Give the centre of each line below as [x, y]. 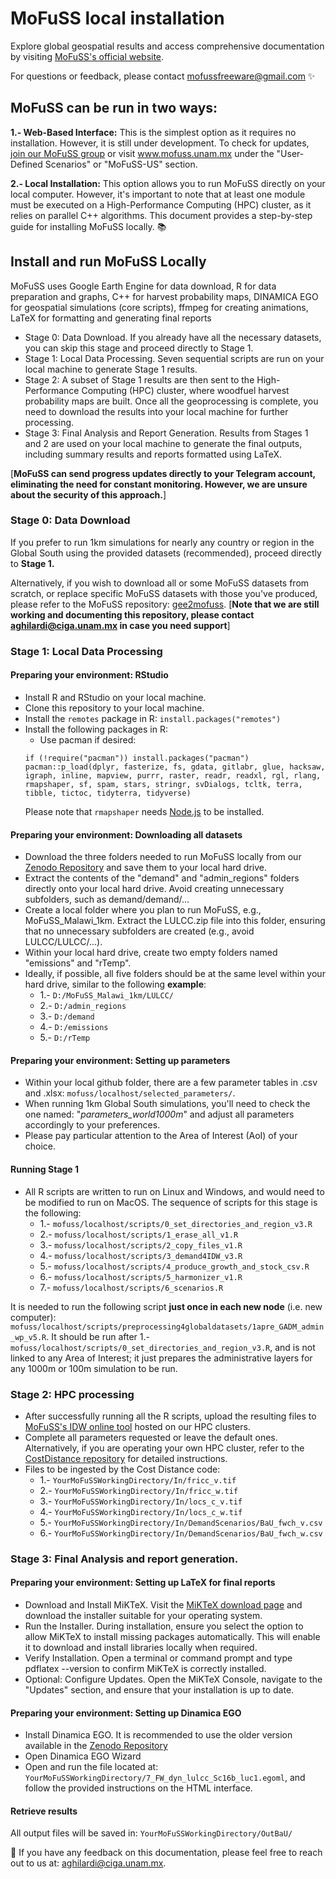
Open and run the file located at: [91, 1767]
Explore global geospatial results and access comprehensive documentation [167, 46]
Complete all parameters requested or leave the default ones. [151, 1437]
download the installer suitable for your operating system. [143, 1616]
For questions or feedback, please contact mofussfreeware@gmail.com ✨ [163, 76]
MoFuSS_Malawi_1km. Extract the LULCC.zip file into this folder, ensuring [175, 921]
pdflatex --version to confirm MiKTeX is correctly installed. [145, 1669]
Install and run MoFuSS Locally [108, 262]
